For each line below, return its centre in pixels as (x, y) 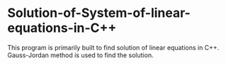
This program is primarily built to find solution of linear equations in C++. (113, 47)
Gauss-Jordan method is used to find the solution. (80, 55)
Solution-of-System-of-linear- (99, 13)
